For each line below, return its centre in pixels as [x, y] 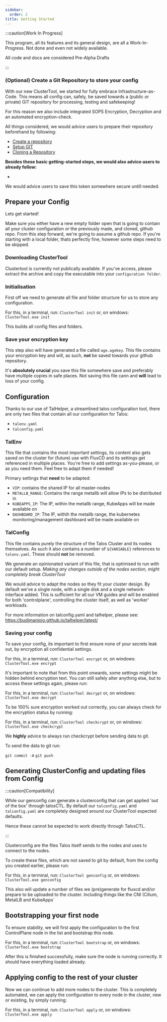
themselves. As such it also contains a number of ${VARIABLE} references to [83, 549]
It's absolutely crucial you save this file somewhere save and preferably [79, 370]
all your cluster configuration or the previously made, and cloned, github [79, 229]
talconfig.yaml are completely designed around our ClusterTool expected [81, 811]
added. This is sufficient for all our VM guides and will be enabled [92, 594]
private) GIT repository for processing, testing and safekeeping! [70, 102]
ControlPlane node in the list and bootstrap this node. [60, 933]
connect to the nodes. [28, 851]
